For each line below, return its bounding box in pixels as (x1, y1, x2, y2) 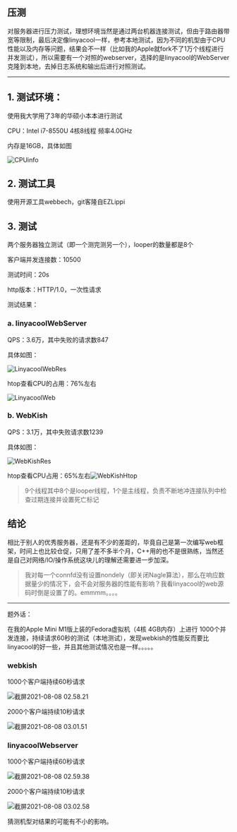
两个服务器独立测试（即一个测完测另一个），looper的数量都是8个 (7, 241, 194, 249)
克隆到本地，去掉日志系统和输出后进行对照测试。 (7, 62, 150, 71)
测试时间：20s (7, 270, 49, 279)
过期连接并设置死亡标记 (30, 495, 99, 503)
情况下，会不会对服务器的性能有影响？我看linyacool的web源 (49, 579, 224, 588)
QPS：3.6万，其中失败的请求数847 (7, 335, 109, 344)
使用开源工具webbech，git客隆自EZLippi (7, 198, 126, 206)
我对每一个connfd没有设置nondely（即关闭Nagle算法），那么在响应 (24, 570, 219, 579)
